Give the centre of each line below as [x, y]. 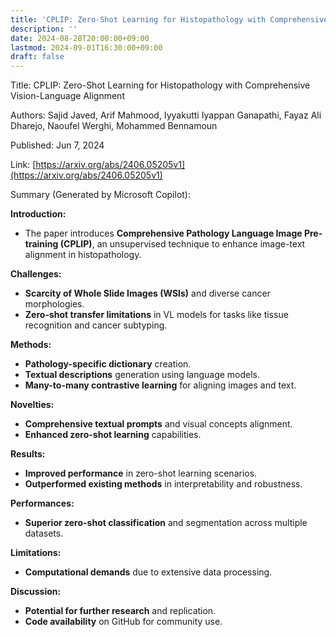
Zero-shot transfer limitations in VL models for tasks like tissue [156, 315]
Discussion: [36, 592]
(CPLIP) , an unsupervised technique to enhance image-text [182, 244]
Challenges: [36, 274]
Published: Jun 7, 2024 [57, 145]
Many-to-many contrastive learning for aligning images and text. [160, 385]
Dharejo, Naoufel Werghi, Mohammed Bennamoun [114, 126]
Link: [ [23, 165]
